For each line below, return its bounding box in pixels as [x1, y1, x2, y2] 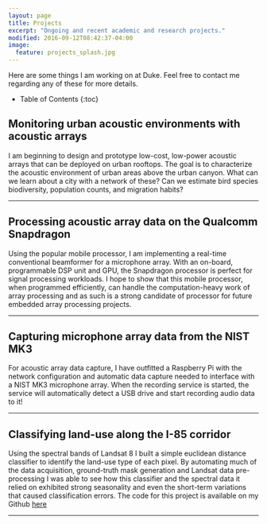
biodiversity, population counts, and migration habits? [8, 184, 184, 194]
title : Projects [8, 19, 62, 27]
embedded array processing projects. [8, 299, 132, 309]
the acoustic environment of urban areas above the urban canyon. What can [8, 168, 258, 177]
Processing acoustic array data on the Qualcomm [8, 215, 258, 229]
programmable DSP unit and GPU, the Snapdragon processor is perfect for [8, 266, 253, 275]
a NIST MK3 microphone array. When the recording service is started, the [8, 380, 250, 390]
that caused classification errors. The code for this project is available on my [8, 491, 259, 501]
